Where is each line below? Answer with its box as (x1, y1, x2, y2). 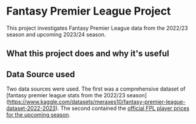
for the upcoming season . (6, 111, 71, 119)
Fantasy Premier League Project (6, 4, 171, 18)
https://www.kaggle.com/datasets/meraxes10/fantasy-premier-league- (8, 98, 186, 106)
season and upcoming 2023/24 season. (6, 30, 106, 38)
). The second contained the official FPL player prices (55, 105, 190, 112)
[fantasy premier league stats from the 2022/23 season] (6, 92, 147, 99)
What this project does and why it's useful (6, 49, 169, 59)
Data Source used (6, 69, 75, 80)
